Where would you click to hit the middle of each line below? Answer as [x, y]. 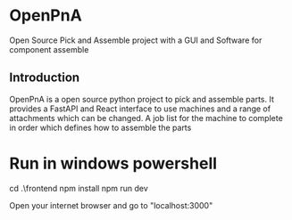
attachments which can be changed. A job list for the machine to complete [146, 118]
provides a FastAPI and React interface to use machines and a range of [140, 109]
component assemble [49, 49]
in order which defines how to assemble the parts [100, 127]
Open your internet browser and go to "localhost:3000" [111, 205]
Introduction [45, 78]
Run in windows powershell [113, 163]
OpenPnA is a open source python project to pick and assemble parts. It [142, 99]
